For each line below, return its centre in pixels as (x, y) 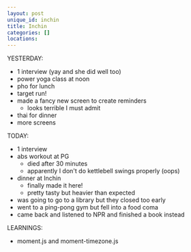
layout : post (26, 13)
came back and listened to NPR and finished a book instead (101, 215)
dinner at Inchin (39, 178)
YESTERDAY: (25, 58)
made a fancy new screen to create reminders (82, 101)
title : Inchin (27, 26)
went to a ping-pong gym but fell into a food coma (88, 207)
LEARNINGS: (25, 228)
